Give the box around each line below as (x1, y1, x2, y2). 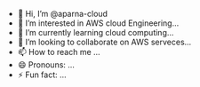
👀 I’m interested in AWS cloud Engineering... (17, 18, 180, 28)
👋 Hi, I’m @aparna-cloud (17, 9, 108, 19)
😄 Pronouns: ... (17, 59, 76, 70)
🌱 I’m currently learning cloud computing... (17, 28, 174, 37)
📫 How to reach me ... (17, 47, 100, 57)
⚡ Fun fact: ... (17, 69, 67, 80)
